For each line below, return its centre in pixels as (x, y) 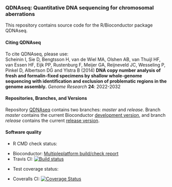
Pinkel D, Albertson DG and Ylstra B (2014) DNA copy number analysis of (83, 70)
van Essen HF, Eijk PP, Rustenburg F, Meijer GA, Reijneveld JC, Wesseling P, (85, 65)
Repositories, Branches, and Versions (46, 98)
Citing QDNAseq (23, 42)
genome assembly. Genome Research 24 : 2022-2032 (63, 87)
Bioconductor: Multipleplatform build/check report (66, 153)
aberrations (20, 14)
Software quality (24, 132)
